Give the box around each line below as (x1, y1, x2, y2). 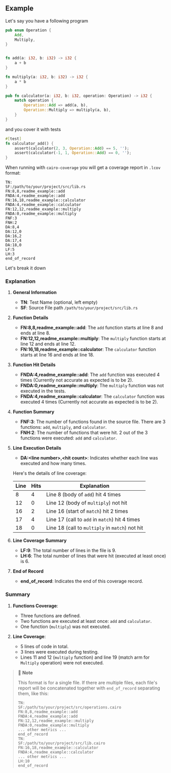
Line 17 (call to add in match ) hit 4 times (46, 516, 140, 523)
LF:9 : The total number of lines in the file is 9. (20, 548, 117, 554)
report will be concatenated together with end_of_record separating (17, 685, 160, 691)
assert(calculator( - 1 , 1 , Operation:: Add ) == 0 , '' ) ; (14, 151, 132, 156)
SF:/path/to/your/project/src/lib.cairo (17, 740, 105, 746)
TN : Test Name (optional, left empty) (20, 299, 98, 305)
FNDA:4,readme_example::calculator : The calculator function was (20, 393, 165, 400)
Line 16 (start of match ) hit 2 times (46, 508, 129, 515)
